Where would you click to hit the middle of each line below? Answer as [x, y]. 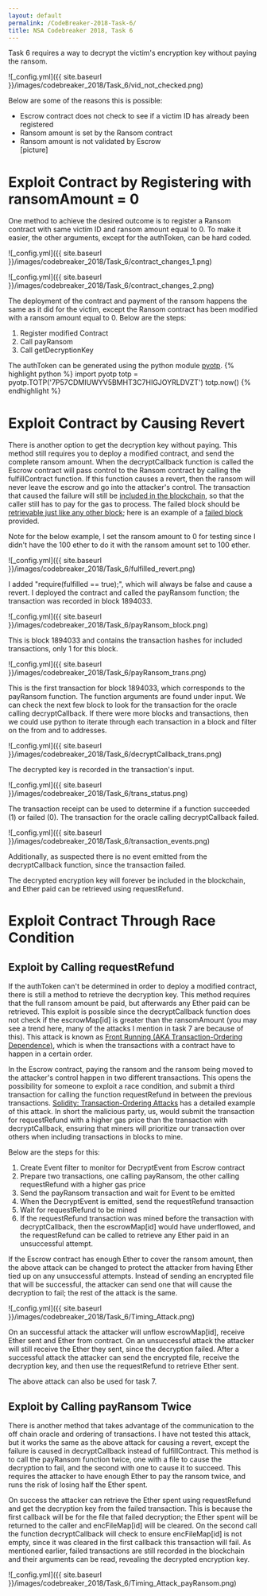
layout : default [35, 16]
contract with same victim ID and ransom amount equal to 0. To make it [125, 229]
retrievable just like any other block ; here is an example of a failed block [126, 513]
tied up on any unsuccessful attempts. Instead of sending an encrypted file [131, 1276]
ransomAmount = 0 [74, 199]
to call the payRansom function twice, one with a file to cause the [115, 1459]
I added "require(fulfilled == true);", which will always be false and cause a [130, 584]
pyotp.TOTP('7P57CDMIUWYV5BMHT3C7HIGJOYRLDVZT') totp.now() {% [130, 382]
